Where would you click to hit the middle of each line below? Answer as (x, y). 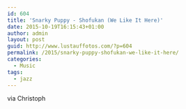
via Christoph (26, 99)
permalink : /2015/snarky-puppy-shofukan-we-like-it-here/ (93, 53)
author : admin (28, 33)
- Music (25, 66)
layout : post (26, 40)
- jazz (23, 79)
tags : (15, 72)
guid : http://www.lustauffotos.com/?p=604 (70, 46)
